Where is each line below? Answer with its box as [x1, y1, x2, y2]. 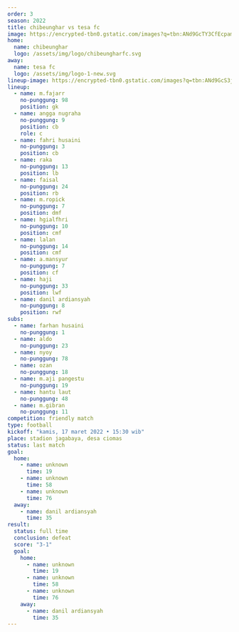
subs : [7, 315, 23, 323]
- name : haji [14, 275, 53, 282]
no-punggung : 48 [20, 395, 69, 402]
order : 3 [7, 10, 33, 18]
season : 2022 [7, 17, 46, 24]
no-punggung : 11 [20, 408, 69, 416]
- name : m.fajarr [14, 90, 65, 97]
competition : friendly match [7, 415, 94, 422]
